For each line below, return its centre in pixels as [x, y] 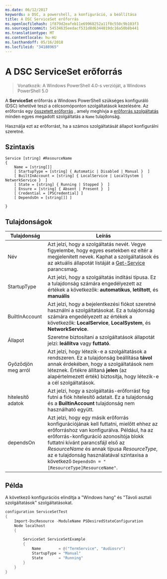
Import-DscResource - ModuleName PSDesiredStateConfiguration [79, 521]
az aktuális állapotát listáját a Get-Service [96, 263]
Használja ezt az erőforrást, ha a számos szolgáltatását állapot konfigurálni [82, 126]
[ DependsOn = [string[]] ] [43, 198]
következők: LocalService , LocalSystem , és [99, 323]
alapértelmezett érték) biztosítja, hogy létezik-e [103, 376]
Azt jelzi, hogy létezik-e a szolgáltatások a [97, 351]
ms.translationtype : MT [30, 33]
